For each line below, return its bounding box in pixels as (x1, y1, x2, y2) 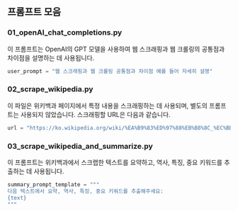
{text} (7, 194, 27, 201)
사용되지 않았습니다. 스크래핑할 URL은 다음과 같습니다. (20, 110, 171, 118)
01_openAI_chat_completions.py (7, 28, 123, 38)
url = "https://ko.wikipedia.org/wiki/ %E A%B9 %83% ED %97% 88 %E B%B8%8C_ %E (7, 124, 220, 132)
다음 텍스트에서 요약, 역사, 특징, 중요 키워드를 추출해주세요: (7, 188, 164, 195)
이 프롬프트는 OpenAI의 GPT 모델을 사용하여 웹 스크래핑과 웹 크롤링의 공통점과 (7, 45, 225, 53)
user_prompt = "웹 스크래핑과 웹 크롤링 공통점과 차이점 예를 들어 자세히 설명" (7, 67, 213, 75)
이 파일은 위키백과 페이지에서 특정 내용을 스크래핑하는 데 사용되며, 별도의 (7, 101, 208, 110)
